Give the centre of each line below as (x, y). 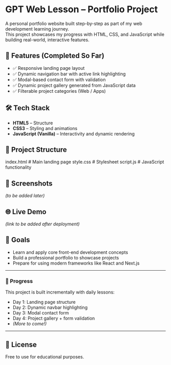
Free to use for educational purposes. (45, 357)
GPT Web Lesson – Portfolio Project (81, 9)
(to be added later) (25, 196)
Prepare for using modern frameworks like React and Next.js (76, 263)
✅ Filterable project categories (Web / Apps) (59, 91)
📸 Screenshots (29, 183)
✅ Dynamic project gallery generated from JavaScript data (74, 85)
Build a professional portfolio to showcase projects (66, 257)
